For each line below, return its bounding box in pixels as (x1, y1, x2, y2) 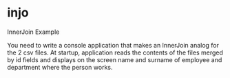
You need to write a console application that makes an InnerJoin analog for (7, 41, 219, 49)
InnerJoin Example (7, 28, 60, 36)
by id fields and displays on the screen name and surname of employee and (7, 55, 222, 64)
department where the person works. (7, 63, 113, 71)
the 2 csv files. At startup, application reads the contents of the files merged (7, 48, 224, 57)
